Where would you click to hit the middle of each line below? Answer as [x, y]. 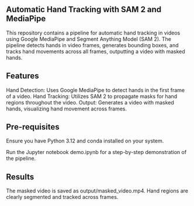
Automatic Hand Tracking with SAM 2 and [84, 10]
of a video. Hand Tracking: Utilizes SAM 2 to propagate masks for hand [92, 96]
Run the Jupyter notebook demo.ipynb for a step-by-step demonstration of [96, 152]
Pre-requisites [33, 127]
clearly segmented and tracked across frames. [62, 197]
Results [20, 177]
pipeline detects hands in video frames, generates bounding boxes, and [93, 45]
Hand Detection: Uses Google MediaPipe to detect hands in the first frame [96, 90]
